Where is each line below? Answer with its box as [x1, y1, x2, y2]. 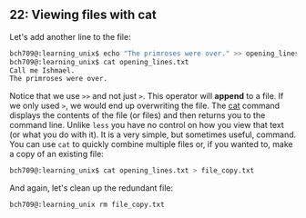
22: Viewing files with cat [9, 7, 157, 23]
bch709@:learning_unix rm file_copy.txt [9, 200, 166, 210]
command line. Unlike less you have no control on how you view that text [9, 120, 284, 131]
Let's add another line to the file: [9, 31, 131, 42]
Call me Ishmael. [9, 65, 76, 75]
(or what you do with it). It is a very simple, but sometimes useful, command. [9, 129, 297, 140]
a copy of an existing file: [9, 149, 105, 160]
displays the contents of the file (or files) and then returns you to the [9, 110, 266, 121]
